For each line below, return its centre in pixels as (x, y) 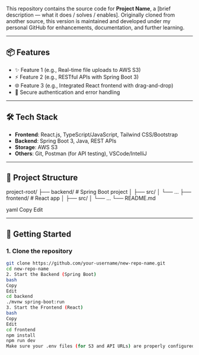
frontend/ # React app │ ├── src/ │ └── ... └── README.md (81, 198)
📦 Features (28, 53)
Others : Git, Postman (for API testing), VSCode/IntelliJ (81, 153)
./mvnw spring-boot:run (36, 302)
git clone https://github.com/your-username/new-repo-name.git (86, 263)
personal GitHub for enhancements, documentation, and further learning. (95, 27)
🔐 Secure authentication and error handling (67, 92)
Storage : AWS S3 (36, 147)
